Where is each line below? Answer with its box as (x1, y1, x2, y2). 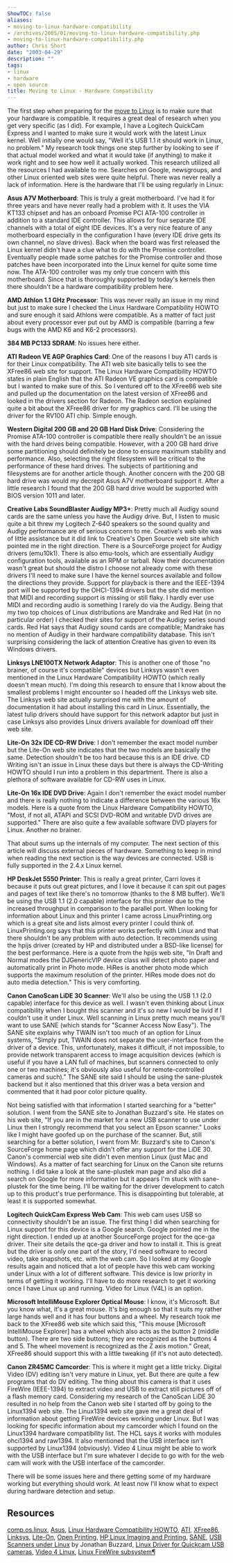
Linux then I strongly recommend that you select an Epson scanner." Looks (7, 1123, 221, 1132)
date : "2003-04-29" (7, 49, 64, 56)
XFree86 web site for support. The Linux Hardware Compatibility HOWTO (7, 367, 217, 376)
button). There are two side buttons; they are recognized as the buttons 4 (7, 1334, 217, 1343)
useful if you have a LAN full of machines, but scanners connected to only (7, 1058, 219, 1066)
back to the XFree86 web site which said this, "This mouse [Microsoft (7, 1320, 206, 1328)
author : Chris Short (7, 42, 67, 49)
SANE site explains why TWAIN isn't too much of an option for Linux (7, 1029, 202, 1037)
